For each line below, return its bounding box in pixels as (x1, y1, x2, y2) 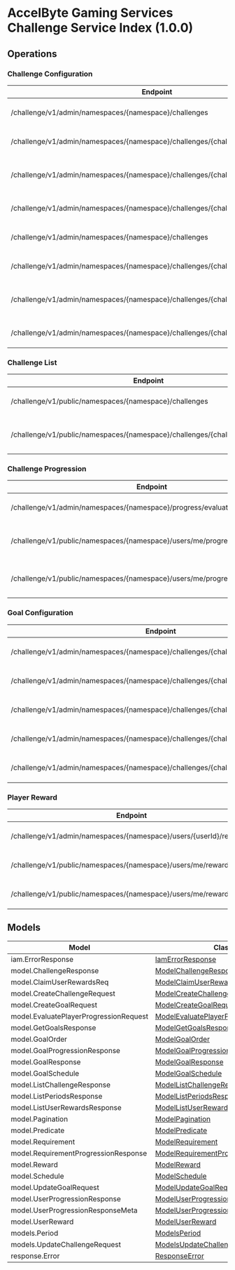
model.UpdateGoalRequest (10, 1182, 99, 1192)
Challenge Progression (7, 464, 87, 474)
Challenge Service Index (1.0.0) (7, 20, 194, 36)
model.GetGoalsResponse (10, 1023, 97, 1033)
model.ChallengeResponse (10, 965, 99, 975)
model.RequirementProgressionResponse (10, 1148, 148, 1158)
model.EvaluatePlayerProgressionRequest (10, 1011, 149, 1021)
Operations (7, 48, 57, 60)
